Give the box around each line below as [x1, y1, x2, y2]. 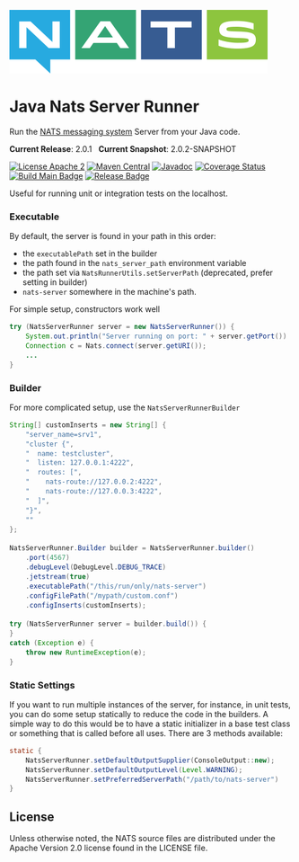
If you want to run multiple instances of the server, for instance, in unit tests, [9, 698, 292, 710]
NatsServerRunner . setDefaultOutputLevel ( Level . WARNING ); [25, 765, 243, 774]
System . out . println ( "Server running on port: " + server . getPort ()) [25, 332, 287, 342]
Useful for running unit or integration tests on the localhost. [9, 188, 229, 199]
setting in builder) [22, 277, 88, 288]
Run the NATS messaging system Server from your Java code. [9, 126, 241, 137]
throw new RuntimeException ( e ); [25, 648, 146, 657]
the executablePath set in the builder [22, 248, 158, 259]
